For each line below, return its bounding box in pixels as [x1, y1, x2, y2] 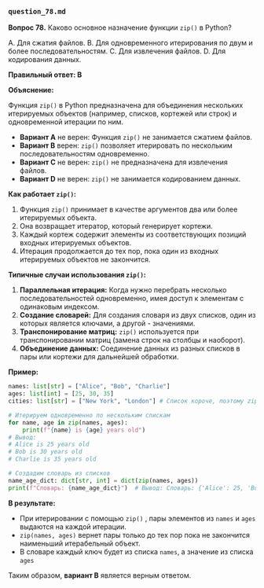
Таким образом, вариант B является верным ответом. [8, 570, 192, 580]
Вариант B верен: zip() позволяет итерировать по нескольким [19, 141, 233, 150]
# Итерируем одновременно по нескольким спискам [8, 411, 170, 419]
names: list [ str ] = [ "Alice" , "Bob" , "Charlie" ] [8, 383, 170, 391]
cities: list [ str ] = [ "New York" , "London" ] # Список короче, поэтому [8, 397, 244, 406]
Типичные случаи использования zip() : [8, 270, 147, 280]
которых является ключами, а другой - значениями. [19, 318, 196, 329]
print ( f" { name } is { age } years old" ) [22, 426, 146, 434]
